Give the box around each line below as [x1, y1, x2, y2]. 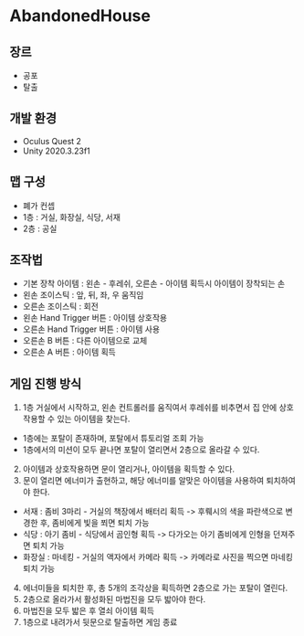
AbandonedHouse [9, 5, 151, 26]
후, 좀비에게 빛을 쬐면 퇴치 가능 [39, 517, 150, 528]
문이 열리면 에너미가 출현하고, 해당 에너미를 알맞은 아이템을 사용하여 [22, 475, 265, 486]
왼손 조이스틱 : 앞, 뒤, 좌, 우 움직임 [22, 290, 144, 301]
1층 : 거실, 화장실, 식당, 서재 [22, 211, 121, 222]
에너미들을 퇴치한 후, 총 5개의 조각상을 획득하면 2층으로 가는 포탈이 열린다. [22, 582, 288, 594]
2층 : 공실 [22, 223, 58, 234]
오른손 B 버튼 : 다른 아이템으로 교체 [22, 335, 148, 346]
